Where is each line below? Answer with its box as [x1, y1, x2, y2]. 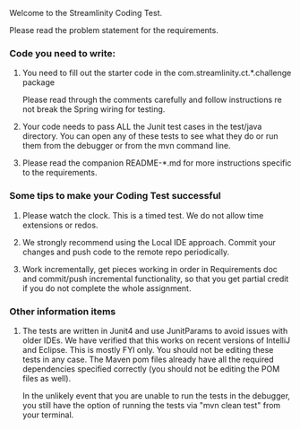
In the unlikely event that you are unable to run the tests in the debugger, [21, 390, 291, 401]
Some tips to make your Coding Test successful [9, 190, 221, 202]
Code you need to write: [9, 47, 116, 59]
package [21, 77, 56, 88]
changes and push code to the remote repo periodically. [21, 246, 230, 257]
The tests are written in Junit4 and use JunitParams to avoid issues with [21, 325, 288, 336]
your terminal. [21, 409, 74, 420]
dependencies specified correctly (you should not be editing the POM [21, 363, 280, 374]
